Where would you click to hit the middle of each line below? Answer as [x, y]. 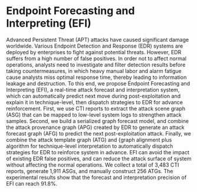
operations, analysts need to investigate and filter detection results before [96, 64]
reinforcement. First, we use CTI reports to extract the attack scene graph [96, 108]
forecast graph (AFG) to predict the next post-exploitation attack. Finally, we [99, 133]
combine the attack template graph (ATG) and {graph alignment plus [89, 140]
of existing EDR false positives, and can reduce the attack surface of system [99, 158]
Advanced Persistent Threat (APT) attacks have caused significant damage [98, 39]
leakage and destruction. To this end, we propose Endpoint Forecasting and [98, 83]
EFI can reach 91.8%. [32, 183]
